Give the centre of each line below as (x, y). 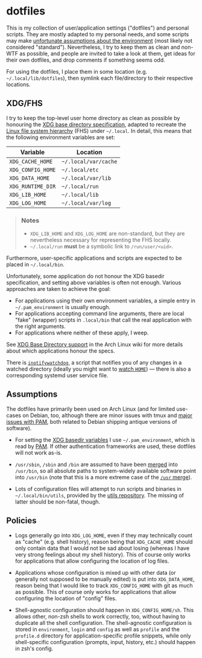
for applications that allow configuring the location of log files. (92, 561)
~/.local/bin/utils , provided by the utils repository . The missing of (99, 495)
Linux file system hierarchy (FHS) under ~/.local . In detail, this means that (99, 130)
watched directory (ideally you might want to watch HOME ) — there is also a (99, 369)
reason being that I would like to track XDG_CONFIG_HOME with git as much (104, 585)
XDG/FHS (25, 104)
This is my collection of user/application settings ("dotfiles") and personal (98, 28)
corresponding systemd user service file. (57, 375)
